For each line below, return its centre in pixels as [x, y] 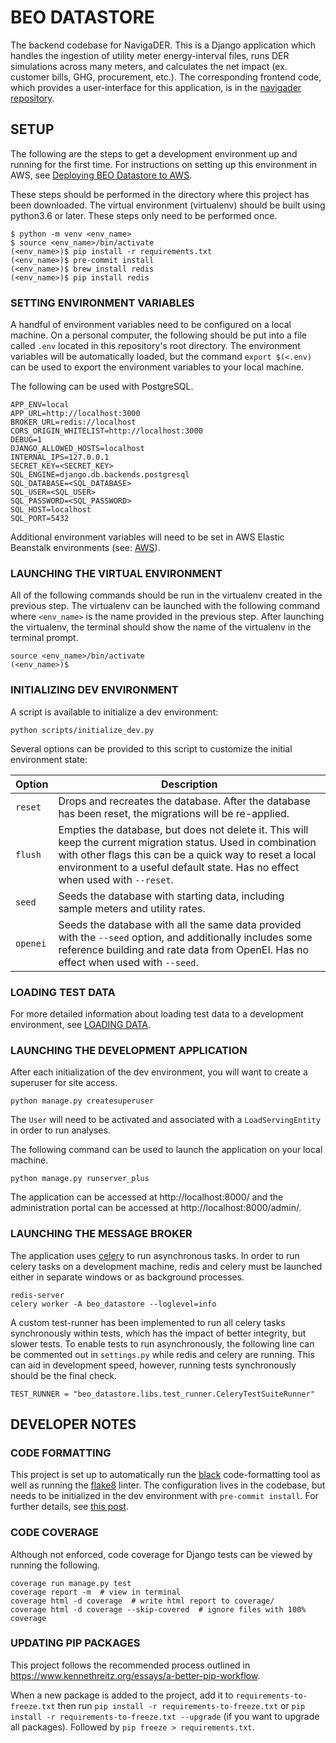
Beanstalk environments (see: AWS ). [85, 548]
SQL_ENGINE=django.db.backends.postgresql [100, 475]
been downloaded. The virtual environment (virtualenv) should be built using [168, 205]
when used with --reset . [116, 879]
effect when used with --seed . [128, 962]
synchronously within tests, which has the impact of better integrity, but [158, 1333]
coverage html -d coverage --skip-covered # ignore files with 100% [158, 1609]
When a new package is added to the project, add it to [122, 1695]
